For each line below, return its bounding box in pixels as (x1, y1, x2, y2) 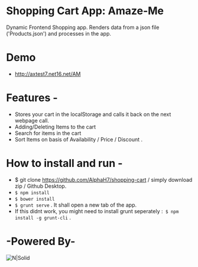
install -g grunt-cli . (14, 214, 71, 221)
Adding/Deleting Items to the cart (14, 123, 96, 130)
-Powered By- (6, 234, 76, 248)
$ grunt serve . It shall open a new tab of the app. (14, 201, 137, 208)
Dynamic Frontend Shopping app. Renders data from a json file (6, 24, 160, 31)
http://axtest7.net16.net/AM (14, 70, 81, 78)
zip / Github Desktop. (14, 182, 67, 189)
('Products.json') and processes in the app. (6, 30, 111, 37)
